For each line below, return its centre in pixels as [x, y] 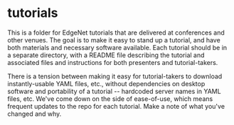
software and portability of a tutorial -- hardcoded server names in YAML [115, 91]
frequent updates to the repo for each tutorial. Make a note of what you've [116, 106]
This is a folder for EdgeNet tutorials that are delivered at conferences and [116, 32]
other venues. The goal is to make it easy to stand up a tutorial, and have [114, 40]
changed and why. [34, 114]
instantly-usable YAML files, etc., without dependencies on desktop [106, 83]
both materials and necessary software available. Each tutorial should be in [117, 47]
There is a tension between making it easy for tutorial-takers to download [115, 76]
